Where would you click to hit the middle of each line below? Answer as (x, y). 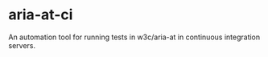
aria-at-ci (41, 15)
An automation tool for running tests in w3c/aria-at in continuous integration (134, 37)
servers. (22, 45)
